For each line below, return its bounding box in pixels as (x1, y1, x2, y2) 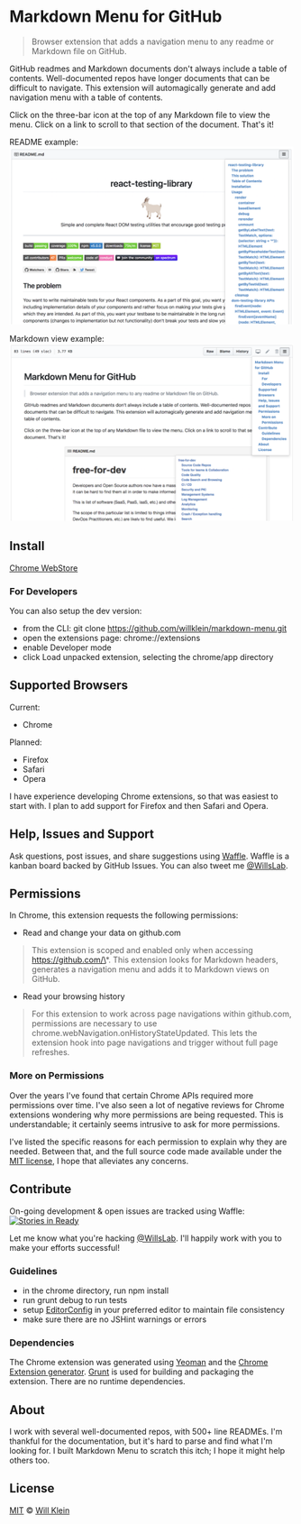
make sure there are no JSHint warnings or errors (22, 1314, 207, 1325)
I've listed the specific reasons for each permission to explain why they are (9, 1136, 287, 1147)
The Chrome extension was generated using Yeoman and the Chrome (9, 1357, 269, 1368)
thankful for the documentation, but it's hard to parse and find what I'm (9, 1436, 273, 1446)
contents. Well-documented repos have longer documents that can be (9, 72, 270, 83)
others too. (9, 1455, 50, 1465)
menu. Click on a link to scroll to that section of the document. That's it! (9, 119, 275, 130)
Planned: (9, 737, 42, 748)
